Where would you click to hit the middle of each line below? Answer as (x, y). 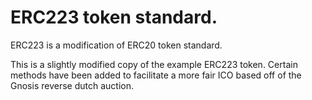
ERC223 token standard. (114, 17)
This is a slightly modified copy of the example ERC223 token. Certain (154, 64)
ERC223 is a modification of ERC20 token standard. (116, 45)
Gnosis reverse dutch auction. (72, 85)
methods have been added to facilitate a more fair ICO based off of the (156, 75)
